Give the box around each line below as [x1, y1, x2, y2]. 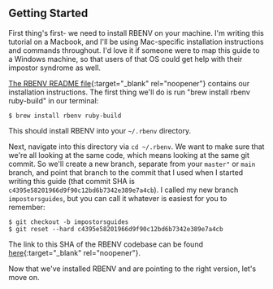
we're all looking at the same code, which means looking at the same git [8, 150, 250, 160]
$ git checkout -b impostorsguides [8, 217, 129, 226]
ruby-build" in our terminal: [8, 95, 99, 105]
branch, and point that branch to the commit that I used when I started [8, 167, 244, 177]
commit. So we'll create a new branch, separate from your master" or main [8, 159, 256, 169]
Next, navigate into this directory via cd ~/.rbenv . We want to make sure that [8, 142, 265, 151]
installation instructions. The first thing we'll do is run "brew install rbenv [8, 87, 250, 97]
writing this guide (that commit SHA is [8, 176, 136, 186]
